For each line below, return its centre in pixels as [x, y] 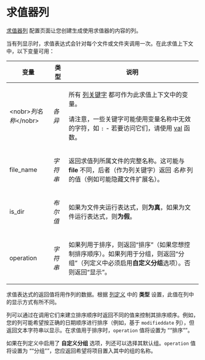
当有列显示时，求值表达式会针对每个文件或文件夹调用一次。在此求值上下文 [100, 43]
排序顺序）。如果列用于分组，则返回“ [127, 253]
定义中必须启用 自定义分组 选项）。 [137, 263]
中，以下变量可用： [31, 51]
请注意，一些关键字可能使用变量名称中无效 [130, 119]
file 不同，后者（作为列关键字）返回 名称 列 [131, 170]
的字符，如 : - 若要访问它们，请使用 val [125, 128]
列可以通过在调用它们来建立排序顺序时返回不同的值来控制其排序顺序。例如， [103, 315]
